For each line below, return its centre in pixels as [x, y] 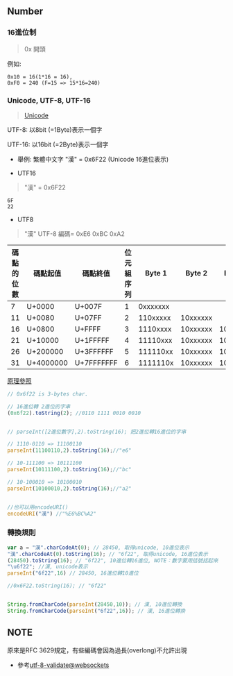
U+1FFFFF [92, 340]
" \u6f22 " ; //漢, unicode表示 [48, 567]
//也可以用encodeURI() [38, 507]
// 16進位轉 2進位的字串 [39, 406]
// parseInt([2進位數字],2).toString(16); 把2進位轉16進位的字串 [97, 432]
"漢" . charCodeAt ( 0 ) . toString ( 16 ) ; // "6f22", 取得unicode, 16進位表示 [107, 554]
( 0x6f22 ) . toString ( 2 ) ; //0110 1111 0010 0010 [74, 413]
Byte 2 [197, 273]
